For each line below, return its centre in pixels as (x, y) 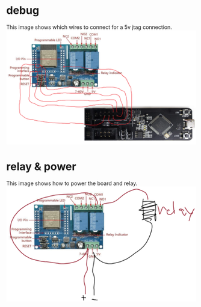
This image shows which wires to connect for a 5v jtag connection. (89, 27)
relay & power (41, 166)
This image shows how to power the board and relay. (72, 183)
